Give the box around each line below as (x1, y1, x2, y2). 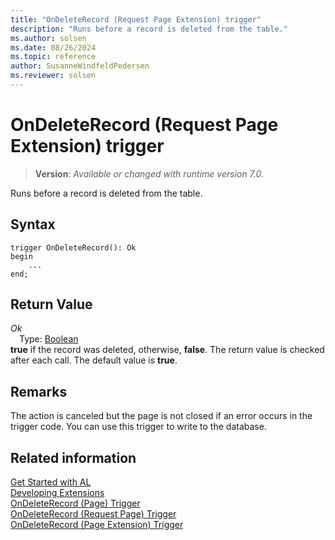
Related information (10, 449, 137, 466)
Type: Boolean (19, 333, 79, 345)
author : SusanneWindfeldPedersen (10, 61, 150, 71)
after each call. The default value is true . (10, 354, 178, 366)
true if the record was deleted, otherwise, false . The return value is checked (10, 344, 325, 356)
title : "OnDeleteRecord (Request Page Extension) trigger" (10, 14, 262, 25)
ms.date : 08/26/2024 (10, 42, 97, 53)
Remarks (10, 383, 68, 400)
